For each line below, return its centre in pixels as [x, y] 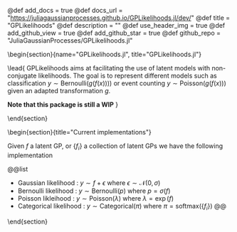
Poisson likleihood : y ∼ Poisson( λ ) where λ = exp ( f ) [96, 198]
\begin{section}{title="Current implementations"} [79, 132]
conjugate [22, 75]
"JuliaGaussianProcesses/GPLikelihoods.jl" [70, 41]
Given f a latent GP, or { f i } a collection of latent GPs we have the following [115, 147]
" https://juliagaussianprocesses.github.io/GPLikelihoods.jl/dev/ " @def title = [119, 18]
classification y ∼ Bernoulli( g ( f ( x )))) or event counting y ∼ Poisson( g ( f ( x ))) [117, 83]
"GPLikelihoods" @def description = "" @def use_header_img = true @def [116, 25]
